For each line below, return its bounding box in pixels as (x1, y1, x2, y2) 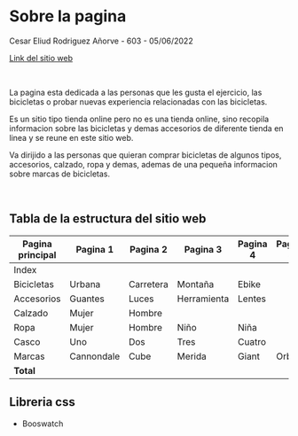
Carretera (128, 277, 169, 290)
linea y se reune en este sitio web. (9, 132, 134, 143)
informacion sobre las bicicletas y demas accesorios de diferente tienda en (9, 122, 284, 134)
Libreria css (9, 394, 75, 409)
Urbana (69, 277, 101, 290)
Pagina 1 (75, 243, 114, 255)
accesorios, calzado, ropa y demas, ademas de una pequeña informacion (9, 159, 278, 169)
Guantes (69, 292, 105, 305)
